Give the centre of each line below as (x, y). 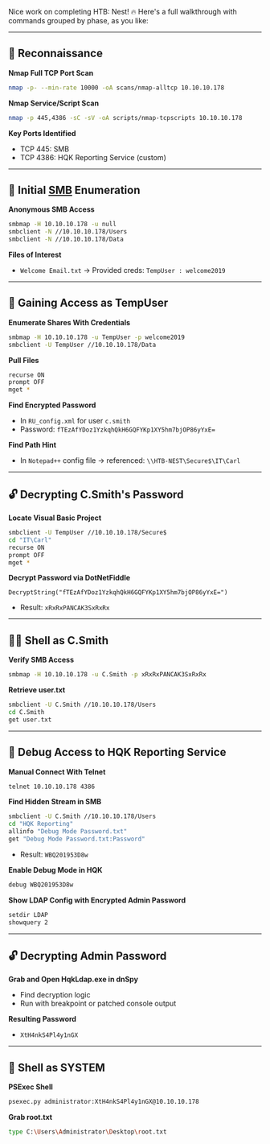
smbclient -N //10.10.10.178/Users (68, 232)
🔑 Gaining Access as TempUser (88, 303)
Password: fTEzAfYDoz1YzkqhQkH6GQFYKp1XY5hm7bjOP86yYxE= (117, 429)
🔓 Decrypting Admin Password (88, 956)
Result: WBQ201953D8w (54, 854)
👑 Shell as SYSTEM (57, 1067)
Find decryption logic (55, 995)
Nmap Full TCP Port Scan (51, 72)
